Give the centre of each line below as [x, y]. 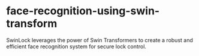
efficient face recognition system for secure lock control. [76, 46]
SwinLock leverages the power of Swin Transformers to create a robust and [99, 40]
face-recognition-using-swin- [83, 11]
